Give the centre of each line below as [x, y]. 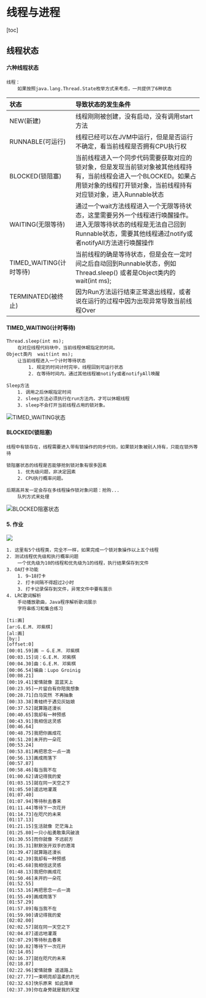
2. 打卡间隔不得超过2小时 [46, 583]
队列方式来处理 [33, 497]
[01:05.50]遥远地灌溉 [32, 790]
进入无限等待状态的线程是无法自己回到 [131, 224]
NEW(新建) [25, 121]
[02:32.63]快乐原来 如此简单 [40, 984]
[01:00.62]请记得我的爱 [34, 777]
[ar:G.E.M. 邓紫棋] [30, 627]
